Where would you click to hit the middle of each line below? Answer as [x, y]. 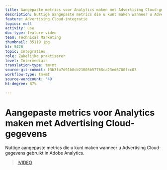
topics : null [19, 24]
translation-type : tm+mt [31, 65]
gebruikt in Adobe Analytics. [55, 153]
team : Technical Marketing [33, 38]
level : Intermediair [27, 61]
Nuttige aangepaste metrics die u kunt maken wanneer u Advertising [76, 148]
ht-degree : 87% [21, 84]
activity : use [20, 28]
